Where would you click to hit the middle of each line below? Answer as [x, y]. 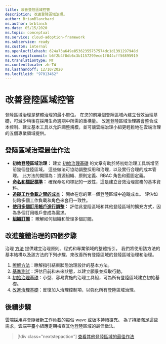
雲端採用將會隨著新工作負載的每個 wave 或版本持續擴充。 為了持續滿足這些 [82, 320]
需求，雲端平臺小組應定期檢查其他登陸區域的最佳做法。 [61, 326]
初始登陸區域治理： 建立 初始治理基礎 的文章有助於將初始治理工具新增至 [85, 163]
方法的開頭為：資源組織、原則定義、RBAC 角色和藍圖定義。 [87, 175]
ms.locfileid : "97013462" [32, 74]
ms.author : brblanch [26, 23]
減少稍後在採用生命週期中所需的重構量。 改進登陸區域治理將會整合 [86, 121]
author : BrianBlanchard [30, 19]
